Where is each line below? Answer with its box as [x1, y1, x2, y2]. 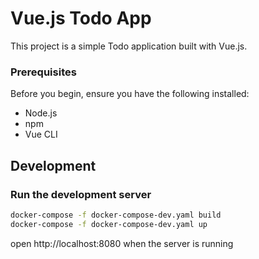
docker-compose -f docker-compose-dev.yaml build [10, 210, 222, 220]
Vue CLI [24, 128, 58, 141]
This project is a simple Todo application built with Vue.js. [10, 40, 248, 52]
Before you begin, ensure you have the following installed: [10, 88, 250, 100]
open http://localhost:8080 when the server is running [10, 237, 234, 249]
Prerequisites [10, 65, 77, 79]
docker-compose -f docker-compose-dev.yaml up [10, 219, 208, 229]
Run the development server [10, 187, 152, 201]
